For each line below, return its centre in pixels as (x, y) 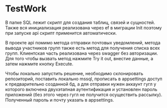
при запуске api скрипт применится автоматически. (61, 33)
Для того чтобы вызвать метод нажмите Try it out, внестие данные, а (79, 58)
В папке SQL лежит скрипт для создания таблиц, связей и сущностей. (80, 22)
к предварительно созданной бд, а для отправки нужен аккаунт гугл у (81, 84)
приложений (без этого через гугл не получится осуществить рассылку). (84, 95)
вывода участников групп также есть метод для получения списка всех (82, 48)
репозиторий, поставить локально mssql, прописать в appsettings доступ (84, 79)
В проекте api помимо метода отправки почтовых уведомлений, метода (83, 42)
